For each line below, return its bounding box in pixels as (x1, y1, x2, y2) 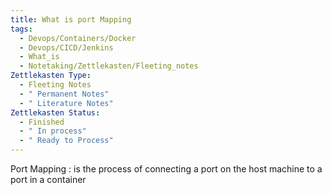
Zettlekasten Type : (10, 71, 92, 81)
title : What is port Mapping (10, 14, 132, 25)
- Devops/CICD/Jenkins (19, 42, 114, 53)
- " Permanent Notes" (19, 89, 110, 99)
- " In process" (19, 126, 87, 136)
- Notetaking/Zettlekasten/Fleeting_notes (19, 61, 199, 71)
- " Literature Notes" (19, 98, 114, 108)
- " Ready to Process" (19, 136, 114, 146)
